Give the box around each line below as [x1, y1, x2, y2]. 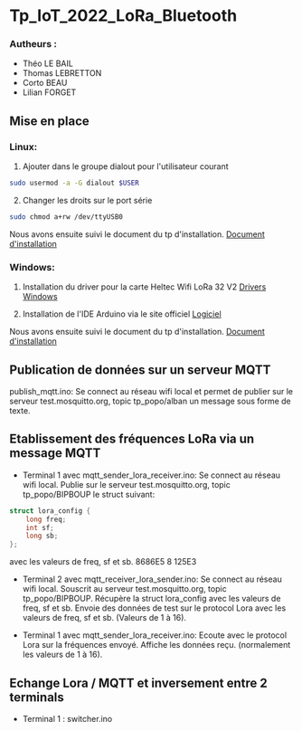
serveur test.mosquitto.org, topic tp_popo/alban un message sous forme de [9, 395, 291, 407]
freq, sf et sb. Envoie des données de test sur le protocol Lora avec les [22, 603, 287, 613]
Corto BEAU [22, 78, 68, 89]
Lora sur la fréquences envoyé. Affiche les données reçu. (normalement [22, 640, 291, 650]
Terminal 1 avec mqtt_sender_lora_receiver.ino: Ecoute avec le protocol [22, 630, 288, 641]
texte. [9, 405, 31, 416]
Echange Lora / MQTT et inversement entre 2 [9, 675, 269, 690]
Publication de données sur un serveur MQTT [9, 362, 271, 377]
